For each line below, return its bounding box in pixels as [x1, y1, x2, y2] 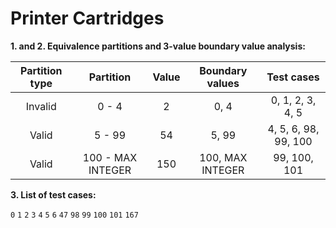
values [206, 76, 240, 90]
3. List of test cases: [10, 188, 97, 201]
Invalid [25, 99, 57, 113]
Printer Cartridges [10, 7, 165, 30]
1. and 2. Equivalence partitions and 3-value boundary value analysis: [10, 40, 306, 52]
